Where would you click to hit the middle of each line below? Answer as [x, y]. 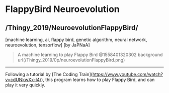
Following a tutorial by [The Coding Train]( [49, 74]
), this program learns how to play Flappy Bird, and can [98, 79]
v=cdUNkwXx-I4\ [23, 79]
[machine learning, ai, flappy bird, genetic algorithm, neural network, [76, 39]
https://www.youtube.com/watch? [128, 74]
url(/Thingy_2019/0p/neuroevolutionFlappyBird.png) [71, 60]
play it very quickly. [25, 85]
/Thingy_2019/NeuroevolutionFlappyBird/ [72, 28]
